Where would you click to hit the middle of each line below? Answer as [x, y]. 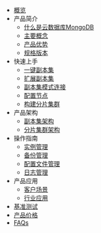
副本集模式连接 [45, 87]
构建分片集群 [42, 104]
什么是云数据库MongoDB [59, 27]
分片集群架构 [42, 129]
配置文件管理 [42, 164]
